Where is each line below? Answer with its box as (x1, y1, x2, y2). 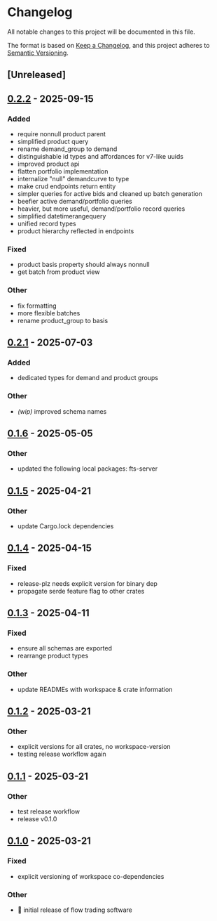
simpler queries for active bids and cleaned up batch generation (17, 190, 203, 198)
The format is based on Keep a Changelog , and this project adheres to (7, 41, 210, 49)
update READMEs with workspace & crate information (17, 685, 173, 693)
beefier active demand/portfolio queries (17, 197, 133, 206)
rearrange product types (17, 651, 89, 660)
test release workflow (17, 807, 80, 816)
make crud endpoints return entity (17, 182, 116, 190)
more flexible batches (17, 308, 80, 317)
